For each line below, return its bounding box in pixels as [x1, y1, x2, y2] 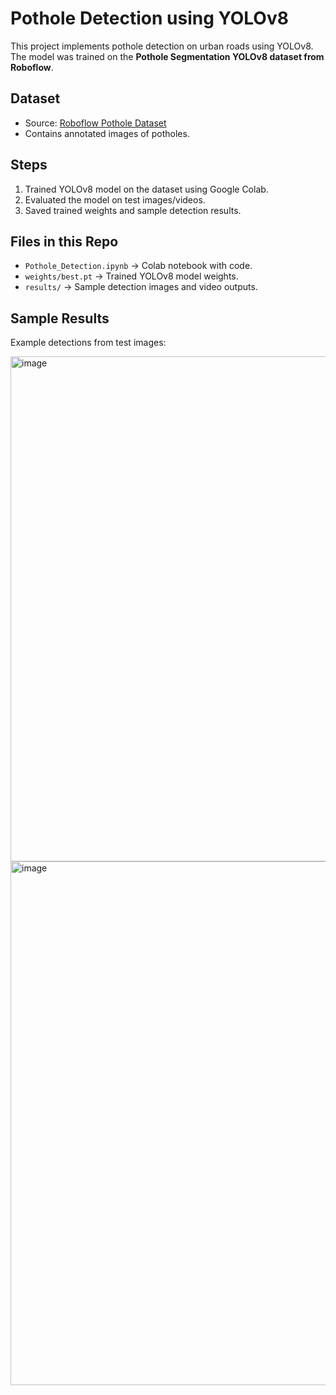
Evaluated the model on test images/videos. [24, 193, 206, 206]
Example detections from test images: [10, 337, 167, 349]
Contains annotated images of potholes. [24, 127, 190, 139]
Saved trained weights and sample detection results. [24, 204, 242, 216]
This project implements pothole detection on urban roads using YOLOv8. [10, 40, 314, 52]
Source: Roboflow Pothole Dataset [24, 117, 167, 129]
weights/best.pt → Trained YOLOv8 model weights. [24, 270, 239, 282]
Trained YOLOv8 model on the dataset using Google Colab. [24, 183, 269, 195]
